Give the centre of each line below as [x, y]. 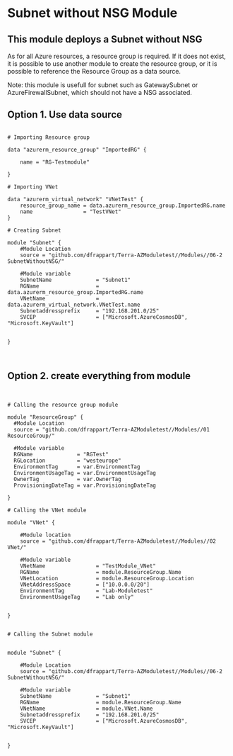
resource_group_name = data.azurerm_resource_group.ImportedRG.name [123, 205]
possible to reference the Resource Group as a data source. [94, 71]
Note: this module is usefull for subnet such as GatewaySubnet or [103, 85]
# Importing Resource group [49, 137]
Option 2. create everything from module [99, 376]
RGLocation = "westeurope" [67, 461]
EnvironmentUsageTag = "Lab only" [77, 597]
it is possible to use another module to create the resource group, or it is [112, 64]
